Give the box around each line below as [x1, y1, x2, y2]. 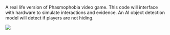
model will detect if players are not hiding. [5, 15, 94, 20]
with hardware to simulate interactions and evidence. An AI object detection [5, 9, 165, 15]
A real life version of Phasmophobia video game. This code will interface [5, 4, 158, 10]
